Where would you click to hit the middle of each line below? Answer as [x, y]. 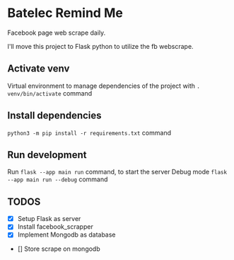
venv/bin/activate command [50, 93]
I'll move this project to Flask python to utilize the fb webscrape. [100, 46]
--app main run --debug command [58, 179]
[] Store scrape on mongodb [59, 249]
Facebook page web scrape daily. [57, 33]
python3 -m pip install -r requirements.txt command [89, 132]
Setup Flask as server [49, 219]
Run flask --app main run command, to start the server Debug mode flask [117, 172]
